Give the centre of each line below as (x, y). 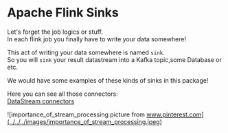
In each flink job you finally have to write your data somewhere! (97, 39)
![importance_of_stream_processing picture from (76, 114)
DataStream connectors (41, 101)
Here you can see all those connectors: (62, 94)
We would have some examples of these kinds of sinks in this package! (108, 80)
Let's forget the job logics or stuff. (55, 32)
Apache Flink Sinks (63, 13)
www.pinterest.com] (175, 114)
